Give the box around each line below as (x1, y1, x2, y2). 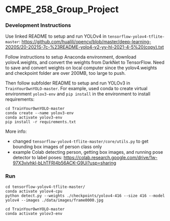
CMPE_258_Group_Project (5, 4, 119, 15)
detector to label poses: (12, 154, 63, 161)
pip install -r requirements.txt (5, 120, 76, 125)
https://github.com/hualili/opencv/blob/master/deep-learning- (21, 39, 151, 45)
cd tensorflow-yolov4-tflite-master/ (5, 184, 86, 189)
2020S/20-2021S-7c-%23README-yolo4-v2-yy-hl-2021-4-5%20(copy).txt (5, 44, 164, 50)
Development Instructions (5, 22, 71, 29)
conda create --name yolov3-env (5, 110, 74, 116)
